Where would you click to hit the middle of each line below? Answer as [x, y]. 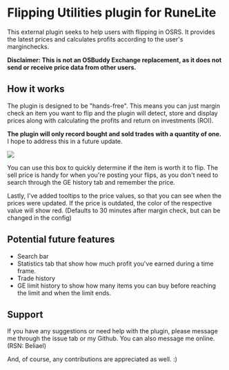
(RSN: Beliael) [27, 346]
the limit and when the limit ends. [64, 293]
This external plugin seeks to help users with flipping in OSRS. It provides [111, 32]
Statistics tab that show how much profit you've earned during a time [115, 263]
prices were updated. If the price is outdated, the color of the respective [110, 203]
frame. [27, 270]
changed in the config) [40, 218]
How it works [36, 89]
